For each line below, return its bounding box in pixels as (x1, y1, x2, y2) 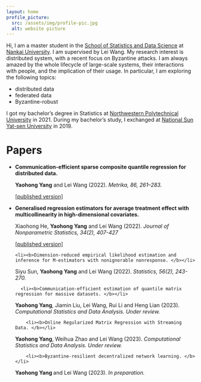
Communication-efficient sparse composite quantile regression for (14, 163, 187, 171)
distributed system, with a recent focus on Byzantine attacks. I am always (6, 55, 188, 62)
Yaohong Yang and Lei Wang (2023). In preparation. (14, 369, 145, 377)
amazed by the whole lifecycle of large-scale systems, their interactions (6, 61, 184, 68)
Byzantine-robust (14, 98, 58, 106)
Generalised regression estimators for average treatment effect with (14, 204, 190, 212)
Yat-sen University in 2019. (6, 122, 73, 130)
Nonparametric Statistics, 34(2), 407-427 (14, 229, 119, 236)
